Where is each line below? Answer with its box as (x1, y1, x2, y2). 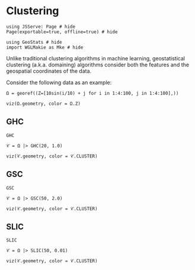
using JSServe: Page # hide (6, 24, 76, 30)
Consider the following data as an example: (6, 79, 112, 86)
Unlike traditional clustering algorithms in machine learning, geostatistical (6, 54, 186, 62)
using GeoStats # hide (6, 39, 62, 45)
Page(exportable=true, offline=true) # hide (6, 28, 118, 35)
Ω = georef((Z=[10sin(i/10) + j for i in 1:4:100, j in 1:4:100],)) (6, 90, 179, 96)
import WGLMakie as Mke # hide (6, 44, 84, 50)
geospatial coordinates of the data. (6, 67, 92, 75)
